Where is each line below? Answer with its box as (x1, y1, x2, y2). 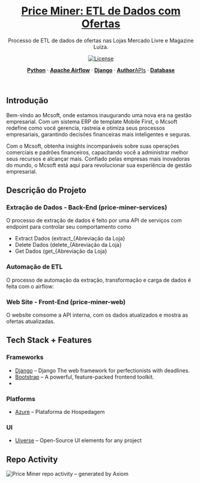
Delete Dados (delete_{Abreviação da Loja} (14, 241, 122, 249)
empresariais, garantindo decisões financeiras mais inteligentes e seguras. (6, 130, 192, 138)
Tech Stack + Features (6, 335, 92, 345)
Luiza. (93, 43, 109, 50)
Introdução (6, 96, 49, 106)
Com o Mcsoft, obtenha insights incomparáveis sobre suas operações (6, 142, 180, 150)
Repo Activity (6, 454, 58, 464)
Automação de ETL (6, 263, 63, 271)
